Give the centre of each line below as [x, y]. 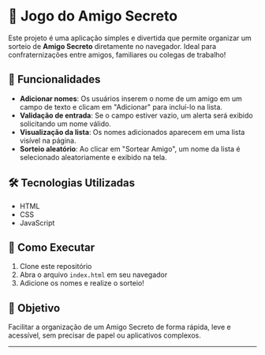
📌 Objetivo [34, 308]
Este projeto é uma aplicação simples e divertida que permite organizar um [130, 38]
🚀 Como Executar [52, 247]
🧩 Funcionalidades [54, 79]
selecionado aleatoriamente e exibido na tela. [93, 157]
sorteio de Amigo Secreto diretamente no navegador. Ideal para [112, 46]
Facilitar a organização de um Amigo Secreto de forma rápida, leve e [119, 327]
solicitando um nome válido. [65, 123]
